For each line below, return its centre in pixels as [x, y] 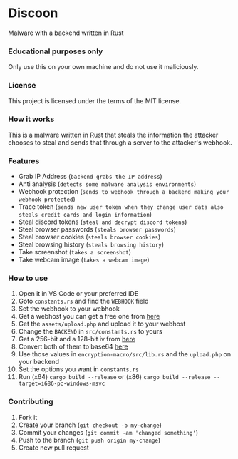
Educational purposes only [56, 51]
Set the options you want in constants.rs [79, 369]
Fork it [28, 417]
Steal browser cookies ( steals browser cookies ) [89, 237]
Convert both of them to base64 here [73, 346]
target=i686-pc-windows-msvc [62, 384]
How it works [31, 119]
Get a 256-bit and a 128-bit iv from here [77, 339]
